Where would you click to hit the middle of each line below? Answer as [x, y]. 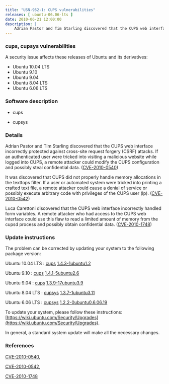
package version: [23, 254]
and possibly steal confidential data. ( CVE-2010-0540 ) [62, 168]
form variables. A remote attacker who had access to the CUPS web [76, 214]
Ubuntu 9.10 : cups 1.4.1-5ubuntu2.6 [42, 273]
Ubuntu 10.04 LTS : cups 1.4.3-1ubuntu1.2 [48, 263]
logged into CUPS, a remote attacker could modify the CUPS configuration [82, 162]
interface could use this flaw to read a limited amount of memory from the [82, 219]
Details [14, 135]
